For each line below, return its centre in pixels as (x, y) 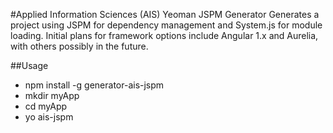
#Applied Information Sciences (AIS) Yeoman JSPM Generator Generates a (165, 14)
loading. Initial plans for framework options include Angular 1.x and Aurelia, (164, 35)
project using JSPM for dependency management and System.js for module (166, 25)
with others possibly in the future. (79, 46)
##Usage (29, 65)
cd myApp (46, 106)
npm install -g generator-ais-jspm (94, 85)
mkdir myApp (52, 95)
